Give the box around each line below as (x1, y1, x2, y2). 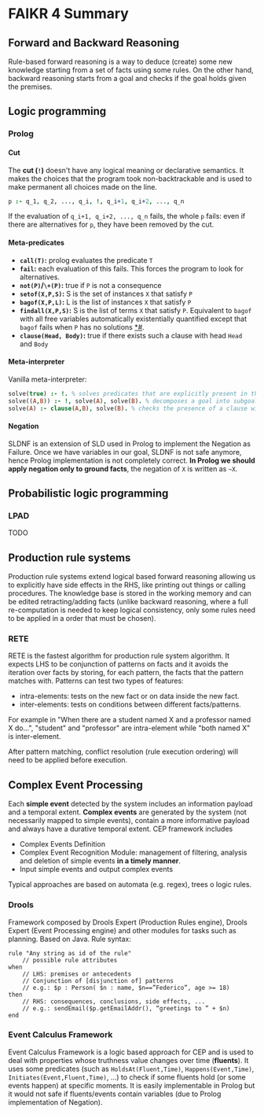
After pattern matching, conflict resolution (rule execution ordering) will (8, 747, 238, 756)
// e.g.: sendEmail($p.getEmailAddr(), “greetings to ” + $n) (22, 1004, 230, 1012)
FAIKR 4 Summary (8, 5, 130, 23)
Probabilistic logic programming (8, 487, 169, 500)
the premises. (8, 82, 53, 91)
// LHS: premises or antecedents (22, 969, 132, 978)
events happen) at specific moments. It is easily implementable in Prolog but (8, 1080, 255, 1090)
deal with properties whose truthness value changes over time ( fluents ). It (8, 1055, 249, 1065)
